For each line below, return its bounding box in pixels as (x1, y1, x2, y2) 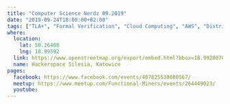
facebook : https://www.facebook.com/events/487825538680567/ (13, 73, 192, 81)
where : (7, 29, 26, 36)
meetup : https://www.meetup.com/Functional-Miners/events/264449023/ (13, 80, 216, 87)
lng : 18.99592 (19, 49, 60, 55)
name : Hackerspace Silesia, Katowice (13, 61, 121, 68)
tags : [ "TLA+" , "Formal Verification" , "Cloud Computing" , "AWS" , (7, 23, 201, 29)
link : (13, 55, 29, 62)
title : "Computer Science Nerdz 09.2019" (7, 10, 127, 17)
